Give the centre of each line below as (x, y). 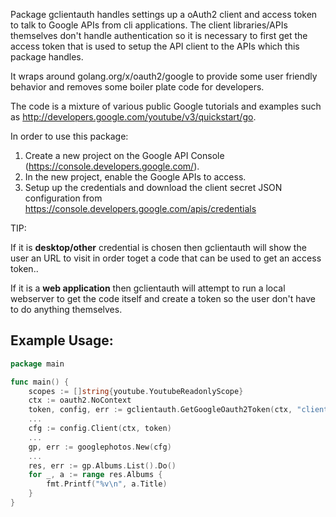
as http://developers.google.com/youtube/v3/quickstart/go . (133, 117)
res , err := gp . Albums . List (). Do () (102, 465)
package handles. (47, 57)
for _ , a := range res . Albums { (95, 475)
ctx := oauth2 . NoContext (80, 400)
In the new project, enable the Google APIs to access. (135, 177)
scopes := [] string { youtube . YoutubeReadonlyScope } (136, 391)
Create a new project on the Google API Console (124, 155)
